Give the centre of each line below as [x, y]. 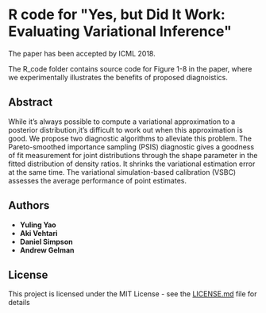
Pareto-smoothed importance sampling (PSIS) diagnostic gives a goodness [131, 147]
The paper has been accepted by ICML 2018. [82, 53]
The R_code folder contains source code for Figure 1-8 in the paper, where [130, 68]
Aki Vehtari [39, 233]
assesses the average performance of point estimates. [97, 180]
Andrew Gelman [47, 250]
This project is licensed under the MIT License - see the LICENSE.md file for [133, 294]
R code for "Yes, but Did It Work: [117, 15]
